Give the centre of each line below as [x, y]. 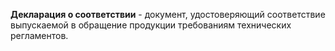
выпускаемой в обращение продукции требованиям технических [151, 25]
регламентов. [39, 35]
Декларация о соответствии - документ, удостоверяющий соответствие [168, 14]
